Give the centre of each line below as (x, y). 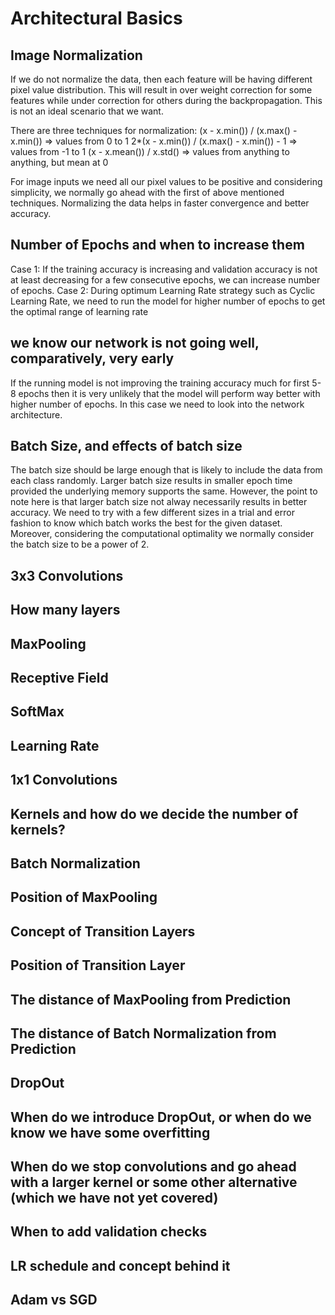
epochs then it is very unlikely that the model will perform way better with (169, 393)
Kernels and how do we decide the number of (154, 813)
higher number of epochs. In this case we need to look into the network (157, 404)
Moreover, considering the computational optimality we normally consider (162, 534)
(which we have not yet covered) (114, 1198)
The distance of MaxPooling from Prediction (151, 999)
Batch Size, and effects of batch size (126, 446)
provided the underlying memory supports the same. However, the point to (164, 491)
